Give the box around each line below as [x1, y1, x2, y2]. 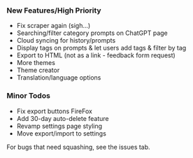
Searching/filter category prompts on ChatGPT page [16, 29, 169, 37]
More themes [16, 59, 55, 67]
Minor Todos [6, 91, 50, 101]
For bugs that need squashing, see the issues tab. [6, 143, 151, 151]
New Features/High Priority [6, 6, 102, 15]
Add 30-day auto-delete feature [16, 114, 109, 122]
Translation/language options [16, 73, 101, 82]
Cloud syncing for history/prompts [16, 36, 116, 45]
